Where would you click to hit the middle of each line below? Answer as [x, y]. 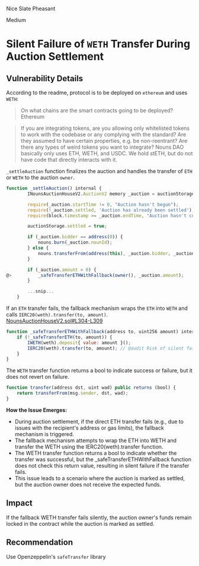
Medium [16, 20]
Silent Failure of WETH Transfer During [98, 44]
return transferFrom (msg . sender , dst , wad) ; [73, 394]
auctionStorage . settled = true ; [68, 226]
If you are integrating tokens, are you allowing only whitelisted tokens [105, 128]
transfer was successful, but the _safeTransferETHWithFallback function [103, 459]
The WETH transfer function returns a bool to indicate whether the [96, 453]
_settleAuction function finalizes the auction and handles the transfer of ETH [99, 171]
